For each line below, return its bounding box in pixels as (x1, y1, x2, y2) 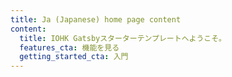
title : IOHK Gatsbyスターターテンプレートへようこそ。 (19, 33, 227, 43)
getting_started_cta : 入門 (19, 52, 129, 62)
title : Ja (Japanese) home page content (10, 14, 182, 25)
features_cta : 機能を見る (19, 42, 120, 53)
